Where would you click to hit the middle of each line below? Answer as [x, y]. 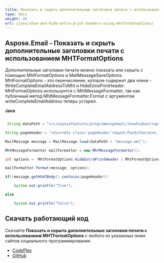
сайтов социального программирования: [48, 241]
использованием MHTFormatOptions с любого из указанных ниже [75, 236]
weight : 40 [16, 19]
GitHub [19, 255]
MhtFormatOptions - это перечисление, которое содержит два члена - [79, 81]
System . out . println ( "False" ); [45, 203]
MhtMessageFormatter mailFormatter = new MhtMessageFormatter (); [73, 150]
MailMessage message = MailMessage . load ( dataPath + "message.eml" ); [76, 142]
